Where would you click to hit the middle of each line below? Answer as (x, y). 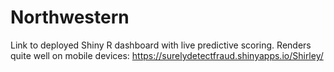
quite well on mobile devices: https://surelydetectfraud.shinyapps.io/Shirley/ (167, 55)
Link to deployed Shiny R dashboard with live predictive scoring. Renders (161, 45)
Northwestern (70, 17)
